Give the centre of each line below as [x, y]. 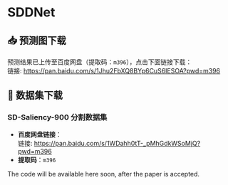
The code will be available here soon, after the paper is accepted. [104, 174]
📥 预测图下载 [37, 40]
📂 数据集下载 [35, 96]
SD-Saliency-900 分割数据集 [57, 117]
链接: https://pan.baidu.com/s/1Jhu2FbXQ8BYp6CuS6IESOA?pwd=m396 [114, 71]
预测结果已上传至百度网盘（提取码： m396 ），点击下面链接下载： [100, 62]
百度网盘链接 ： [40, 134]
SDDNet [31, 12]
